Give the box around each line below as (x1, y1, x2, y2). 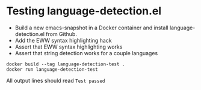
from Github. (46, 30, 77, 37)
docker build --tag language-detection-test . (6, 61, 125, 67)
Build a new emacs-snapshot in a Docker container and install (14, 24, 169, 31)
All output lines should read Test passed (6, 77, 105, 84)
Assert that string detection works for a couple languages (14, 49, 158, 56)
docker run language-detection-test (6, 66, 98, 73)
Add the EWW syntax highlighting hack (14, 37, 113, 44)
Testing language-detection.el (6, 4, 162, 18)
